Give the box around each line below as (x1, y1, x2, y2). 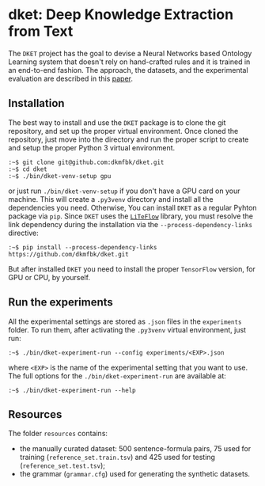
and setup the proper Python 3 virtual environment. (8, 142, 176, 152)
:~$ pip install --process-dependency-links (8, 243, 157, 251)
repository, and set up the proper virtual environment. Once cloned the (8, 126, 239, 135)
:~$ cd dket (8, 165, 47, 173)
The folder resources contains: (8, 429, 108, 439)
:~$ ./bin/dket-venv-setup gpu (8, 172, 112, 180)
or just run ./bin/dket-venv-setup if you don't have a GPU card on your (8, 186, 240, 196)
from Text (8, 22, 74, 40)
